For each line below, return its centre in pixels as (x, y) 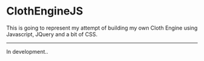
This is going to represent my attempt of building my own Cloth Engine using (102, 28)
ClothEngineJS (45, 11)
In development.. (27, 51)
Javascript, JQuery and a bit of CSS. (52, 34)
